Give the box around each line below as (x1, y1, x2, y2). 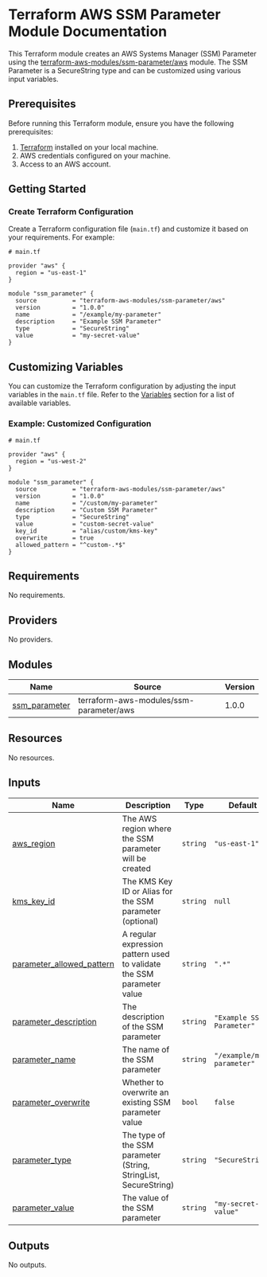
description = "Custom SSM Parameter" (15, 506, 158, 514)
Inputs (8, 776, 41, 790)
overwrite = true (15, 533, 94, 542)
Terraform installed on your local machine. (19, 142, 159, 152)
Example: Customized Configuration (8, 418, 152, 429)
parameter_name (12, 1053, 76, 1064)
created (122, 862, 151, 873)
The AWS (122, 813, 157, 824)
